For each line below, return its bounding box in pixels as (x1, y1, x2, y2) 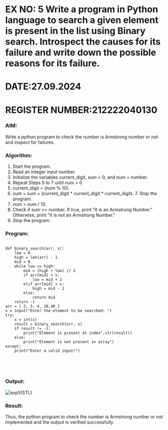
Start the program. (12, 164, 52, 170)
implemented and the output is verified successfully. (5, 419, 115, 425)
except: (5, 344, 22, 349)
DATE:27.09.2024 (5, 81, 81, 93)
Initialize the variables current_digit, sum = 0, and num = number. (12, 174, 148, 180)
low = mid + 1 (32, 277, 62, 283)
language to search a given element (5, 14, 158, 26)
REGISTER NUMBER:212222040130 (5, 104, 158, 115)
